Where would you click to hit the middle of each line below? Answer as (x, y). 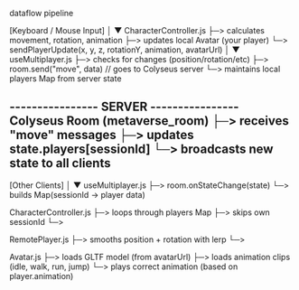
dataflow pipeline (42, 13)
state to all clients (60, 163)
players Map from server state (65, 79)
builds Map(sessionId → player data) (78, 194)
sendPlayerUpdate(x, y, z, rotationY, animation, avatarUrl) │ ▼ (125, 50)
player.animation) (42, 276)
